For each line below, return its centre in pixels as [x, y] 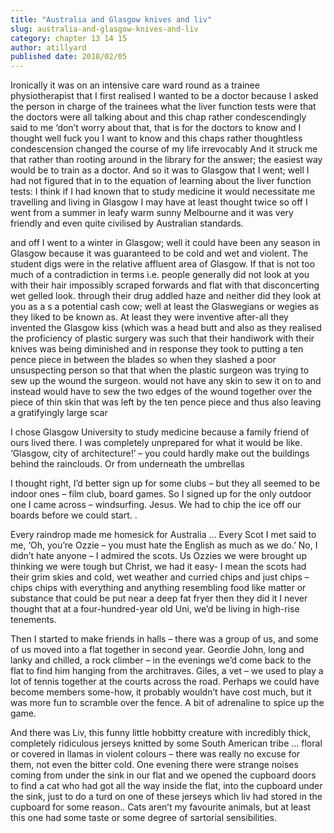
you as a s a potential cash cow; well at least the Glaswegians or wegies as [165, 307]
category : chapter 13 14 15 [69, 38]
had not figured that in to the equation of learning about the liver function [161, 181]
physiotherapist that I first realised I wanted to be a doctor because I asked [164, 96]
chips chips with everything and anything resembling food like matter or [158, 588]
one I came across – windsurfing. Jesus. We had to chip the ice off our [156, 505]
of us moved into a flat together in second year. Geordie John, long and [157, 650]
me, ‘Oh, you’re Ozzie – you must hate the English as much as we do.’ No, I [164, 545]
